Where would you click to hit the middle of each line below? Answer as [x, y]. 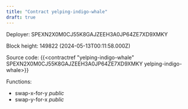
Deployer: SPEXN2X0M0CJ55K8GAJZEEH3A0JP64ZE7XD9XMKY [87, 34]
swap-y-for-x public [39, 99]
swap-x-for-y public [39, 93]
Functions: [19, 82]
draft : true [21, 17]
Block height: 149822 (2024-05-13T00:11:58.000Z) [68, 46]
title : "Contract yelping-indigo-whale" [57, 12]
